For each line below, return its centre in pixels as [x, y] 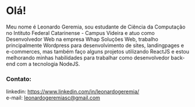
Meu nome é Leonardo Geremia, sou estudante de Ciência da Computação [96, 27]
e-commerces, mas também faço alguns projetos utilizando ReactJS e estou [98, 51]
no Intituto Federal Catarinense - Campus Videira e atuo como [81, 33]
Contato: [19, 79]
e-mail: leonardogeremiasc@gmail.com [53, 98]
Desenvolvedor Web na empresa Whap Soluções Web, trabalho [82, 39]
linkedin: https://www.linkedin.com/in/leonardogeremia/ [73, 92]
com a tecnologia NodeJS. [48, 64]
